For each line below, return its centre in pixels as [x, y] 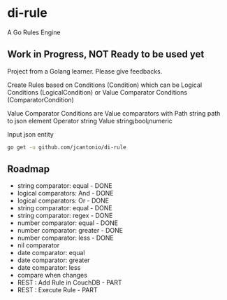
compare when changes [52, 275]
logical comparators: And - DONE [65, 193]
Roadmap [29, 169]
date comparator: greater [53, 260]
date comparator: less [49, 268]
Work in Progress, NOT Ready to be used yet [106, 54]
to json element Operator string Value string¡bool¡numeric [90, 121]
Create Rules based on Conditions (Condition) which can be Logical [105, 85]
